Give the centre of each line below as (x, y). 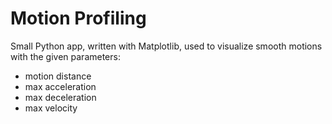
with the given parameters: (65, 56)
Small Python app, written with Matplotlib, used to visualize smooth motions (166, 46)
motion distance (58, 76)
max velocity (51, 108)
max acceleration (60, 86)
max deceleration (60, 97)
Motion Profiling (78, 18)
